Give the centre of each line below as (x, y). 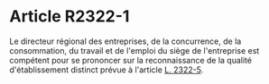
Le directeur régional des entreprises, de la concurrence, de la (125, 41)
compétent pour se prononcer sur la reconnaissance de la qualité (131, 60)
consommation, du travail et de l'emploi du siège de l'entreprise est (134, 50)
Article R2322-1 (70, 17)
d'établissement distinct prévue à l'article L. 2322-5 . (107, 70)
